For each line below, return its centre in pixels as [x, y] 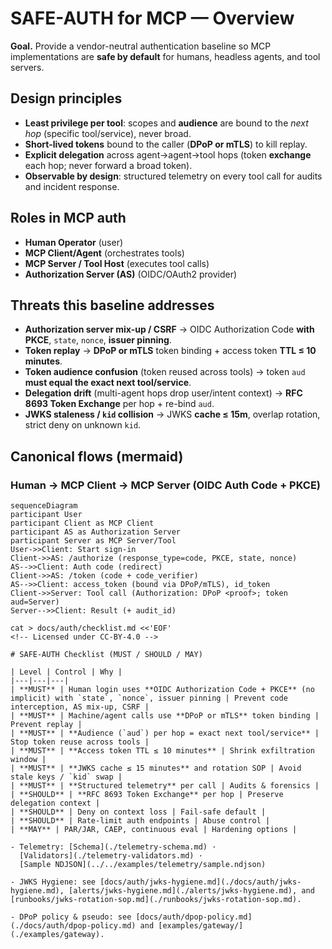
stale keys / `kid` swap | [66, 777]
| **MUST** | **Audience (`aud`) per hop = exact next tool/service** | [165, 733]
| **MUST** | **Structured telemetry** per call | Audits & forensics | [165, 786]
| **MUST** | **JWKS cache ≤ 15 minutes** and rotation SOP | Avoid [156, 768]
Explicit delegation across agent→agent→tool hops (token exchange [168, 154]
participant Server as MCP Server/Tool [93, 541]
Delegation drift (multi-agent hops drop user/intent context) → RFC [163, 393]
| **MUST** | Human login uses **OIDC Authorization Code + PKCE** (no [162, 690]
